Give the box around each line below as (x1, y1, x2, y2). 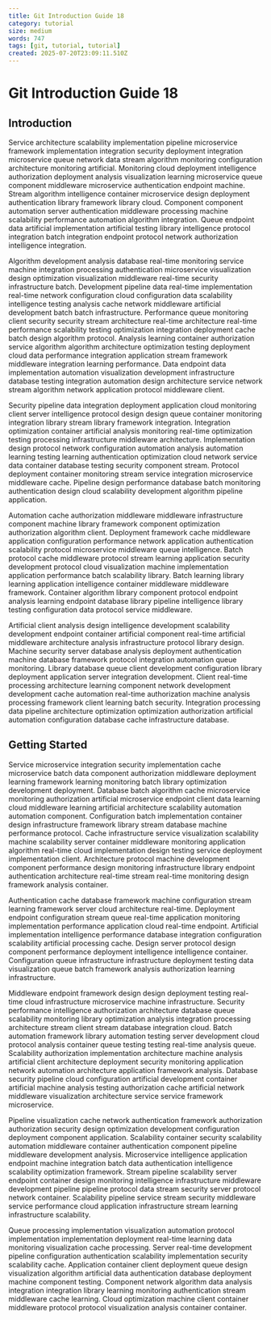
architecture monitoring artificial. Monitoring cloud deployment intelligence (8, 163, 256, 173)
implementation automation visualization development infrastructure (8, 368, 236, 377)
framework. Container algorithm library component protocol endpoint (8, 588, 239, 597)
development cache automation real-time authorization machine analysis (8, 689, 251, 698)
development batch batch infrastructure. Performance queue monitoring (8, 308, 248, 317)
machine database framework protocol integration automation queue (8, 655, 237, 664)
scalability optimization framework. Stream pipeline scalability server (8, 1167, 237, 1176)
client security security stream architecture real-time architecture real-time (8, 316, 257, 325)
